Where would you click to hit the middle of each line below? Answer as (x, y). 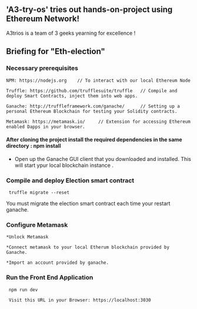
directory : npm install (34, 146)
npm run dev (23, 290)
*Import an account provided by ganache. (58, 263)
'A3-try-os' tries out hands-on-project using (89, 10)
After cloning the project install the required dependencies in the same (94, 140)
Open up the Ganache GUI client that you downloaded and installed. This (103, 159)
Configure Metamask (37, 224)
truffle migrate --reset (39, 193)
